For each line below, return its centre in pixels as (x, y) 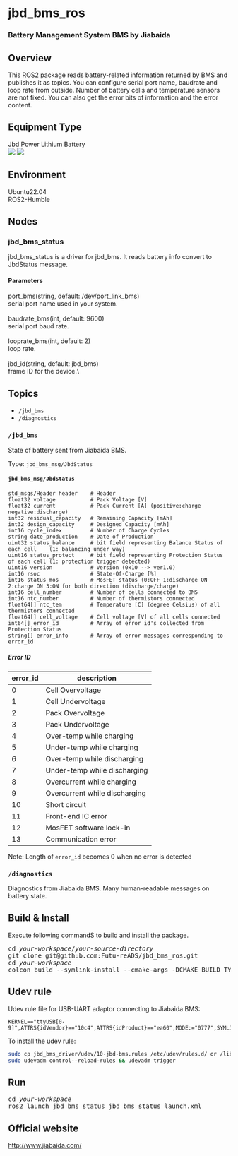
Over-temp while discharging (95, 758)
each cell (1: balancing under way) (67, 549)
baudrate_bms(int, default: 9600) (56, 318)
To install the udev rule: (42, 1041)
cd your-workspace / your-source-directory (81, 948)
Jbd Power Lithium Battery (47, 144)
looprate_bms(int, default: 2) (49, 341)
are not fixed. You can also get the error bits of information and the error (113, 97)
